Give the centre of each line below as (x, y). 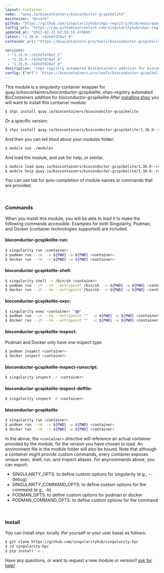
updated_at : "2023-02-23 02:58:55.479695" (49, 32)
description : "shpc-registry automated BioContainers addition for (75, 69)
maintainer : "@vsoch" (27, 19)
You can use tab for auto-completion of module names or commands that (79, 180)
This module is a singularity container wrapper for (55, 87)
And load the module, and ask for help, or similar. (54, 158)
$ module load (20, 166)
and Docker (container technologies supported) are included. (67, 229)
